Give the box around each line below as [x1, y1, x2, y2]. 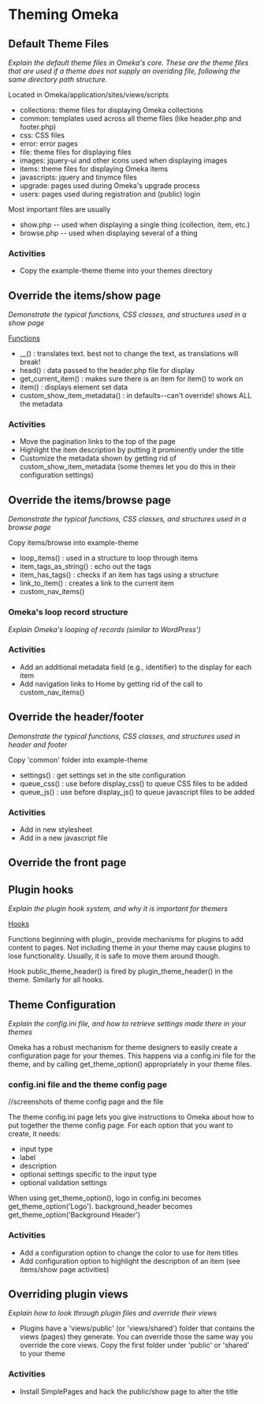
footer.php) [19, 122, 57, 131]
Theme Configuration [8, 998, 117, 1011]
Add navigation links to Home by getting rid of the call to [19, 679, 203, 688]
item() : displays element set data [19, 382, 128, 392]
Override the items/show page [8, 288, 162, 302]
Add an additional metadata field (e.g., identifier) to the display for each [19, 662, 252, 672]
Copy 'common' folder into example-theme [8, 755, 148, 764]
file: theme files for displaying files [19, 148, 132, 156]
